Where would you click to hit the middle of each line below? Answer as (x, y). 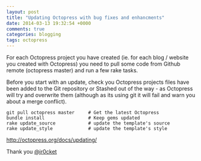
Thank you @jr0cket (32, 152)
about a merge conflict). (37, 101)
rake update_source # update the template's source (88, 123)
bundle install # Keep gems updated (73, 118)
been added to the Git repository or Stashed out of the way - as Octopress (100, 88)
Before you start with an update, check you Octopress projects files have (98, 82)
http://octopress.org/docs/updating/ (52, 140)
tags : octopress (27, 40)
